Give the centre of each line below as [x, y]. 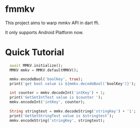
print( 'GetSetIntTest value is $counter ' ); [56, 97]
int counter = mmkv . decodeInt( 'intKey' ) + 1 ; [57, 93]
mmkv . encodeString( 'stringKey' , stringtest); [57, 120]
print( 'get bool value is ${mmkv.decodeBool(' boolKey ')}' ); [73, 84]
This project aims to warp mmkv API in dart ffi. [52, 23]
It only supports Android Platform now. [44, 32]
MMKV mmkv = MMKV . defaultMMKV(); [44, 70]
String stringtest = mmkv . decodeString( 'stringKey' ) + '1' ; [73, 111]
